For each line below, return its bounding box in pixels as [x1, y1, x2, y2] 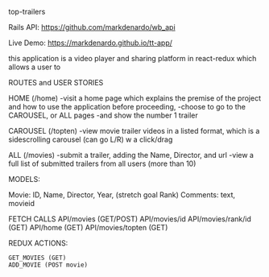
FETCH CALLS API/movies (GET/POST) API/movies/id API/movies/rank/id [8, 214, 252, 224]
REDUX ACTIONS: [8, 238, 68, 248]
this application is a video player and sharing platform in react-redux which [8, 54, 257, 63]
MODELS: [8, 175, 40, 184]
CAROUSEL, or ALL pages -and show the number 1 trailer [8, 110, 199, 120]
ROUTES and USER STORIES [8, 78, 104, 87]
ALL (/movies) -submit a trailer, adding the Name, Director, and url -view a [8, 151, 254, 159]
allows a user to [8, 62, 61, 72]
